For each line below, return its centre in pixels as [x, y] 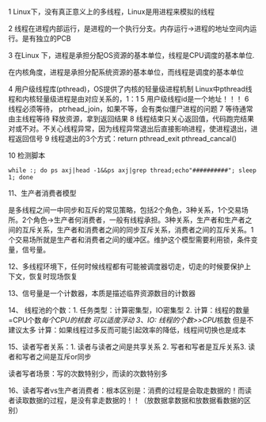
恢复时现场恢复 [53, 276]
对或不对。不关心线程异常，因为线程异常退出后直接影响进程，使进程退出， [129, 129]
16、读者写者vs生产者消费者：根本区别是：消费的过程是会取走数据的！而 [127, 390]
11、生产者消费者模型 [42, 193]
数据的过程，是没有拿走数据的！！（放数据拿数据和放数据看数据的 [136, 400]
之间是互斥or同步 [63, 357]
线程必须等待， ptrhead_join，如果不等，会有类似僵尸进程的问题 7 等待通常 [131, 109]
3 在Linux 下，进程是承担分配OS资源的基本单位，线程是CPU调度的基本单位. [131, 55]
